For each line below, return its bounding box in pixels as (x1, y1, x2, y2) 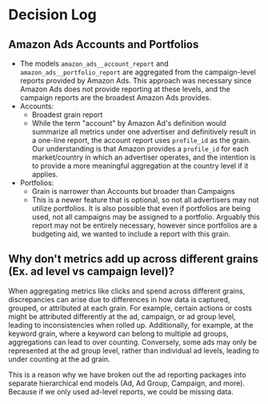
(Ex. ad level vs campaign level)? (8, 265, 174, 278)
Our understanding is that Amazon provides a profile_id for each (31, 144, 250, 153)
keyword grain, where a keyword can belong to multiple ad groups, (8, 329, 229, 338)
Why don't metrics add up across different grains (8, 252, 258, 266)
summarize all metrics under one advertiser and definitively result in (31, 127, 256, 136)
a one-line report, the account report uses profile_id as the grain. (31, 135, 251, 145)
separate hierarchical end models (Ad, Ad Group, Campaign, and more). (8, 378, 246, 388)
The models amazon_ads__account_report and (19, 59, 170, 68)
